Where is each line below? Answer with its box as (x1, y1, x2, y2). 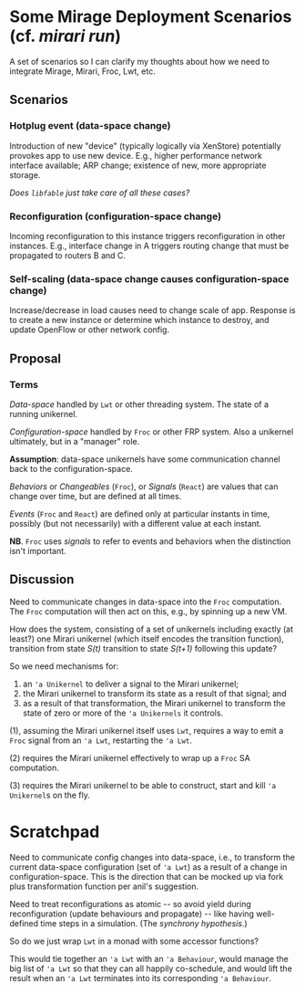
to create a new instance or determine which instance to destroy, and (9, 315, 270, 326)
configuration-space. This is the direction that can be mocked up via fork (9, 871, 284, 882)
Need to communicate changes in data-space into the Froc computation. (9, 596, 282, 607)
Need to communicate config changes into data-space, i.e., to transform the (9, 852, 296, 862)
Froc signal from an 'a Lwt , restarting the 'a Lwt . (9, 735, 193, 746)
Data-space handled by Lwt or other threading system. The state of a (9, 399, 269, 410)
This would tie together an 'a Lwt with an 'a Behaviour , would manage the (9, 953, 289, 964)
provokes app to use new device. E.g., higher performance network (9, 150, 262, 161)
